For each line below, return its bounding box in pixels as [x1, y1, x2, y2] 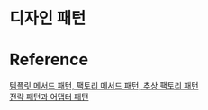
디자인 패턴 [9, 8, 86, 29]
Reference [9, 50, 88, 70]
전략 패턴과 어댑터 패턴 [9, 91, 89, 103]
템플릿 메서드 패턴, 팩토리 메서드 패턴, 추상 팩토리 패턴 [9, 80, 199, 91]
